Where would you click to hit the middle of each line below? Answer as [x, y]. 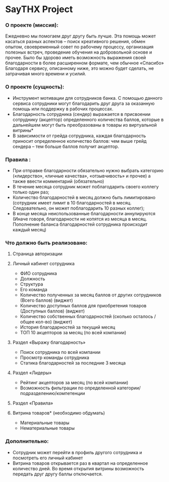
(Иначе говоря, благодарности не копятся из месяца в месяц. [80, 219]
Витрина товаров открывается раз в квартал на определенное [80, 463]
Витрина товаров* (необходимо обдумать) [59, 413]
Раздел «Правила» [33, 403]
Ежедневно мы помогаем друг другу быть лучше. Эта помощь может [81, 36]
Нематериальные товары [47, 428]
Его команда [34, 290]
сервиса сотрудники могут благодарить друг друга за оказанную [83, 103]
